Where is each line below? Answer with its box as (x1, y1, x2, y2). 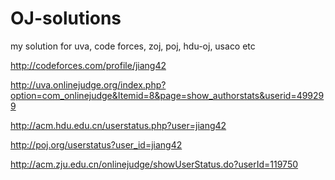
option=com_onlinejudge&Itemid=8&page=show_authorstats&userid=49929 (10, 89, 325, 101)
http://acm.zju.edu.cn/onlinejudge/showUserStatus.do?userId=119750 (10, 158, 299, 170)
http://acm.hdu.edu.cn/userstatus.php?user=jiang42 (10, 119, 227, 131)
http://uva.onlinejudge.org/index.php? (10, 78, 167, 91)
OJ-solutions (10, 7, 122, 30)
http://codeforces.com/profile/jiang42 (10, 59, 167, 71)
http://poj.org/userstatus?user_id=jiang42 (10, 138, 183, 151)
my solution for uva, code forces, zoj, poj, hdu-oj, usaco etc (10, 40, 256, 52)
